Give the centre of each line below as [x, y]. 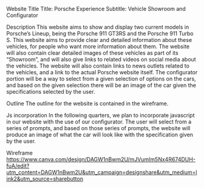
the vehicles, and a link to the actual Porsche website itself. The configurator [102, 72]
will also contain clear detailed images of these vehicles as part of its [93, 53]
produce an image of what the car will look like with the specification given [100, 134]
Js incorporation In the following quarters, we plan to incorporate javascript [100, 115]
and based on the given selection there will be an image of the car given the [101, 85]
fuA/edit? [18, 166]
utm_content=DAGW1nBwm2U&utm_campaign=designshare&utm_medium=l [102, 172]
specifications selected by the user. [51, 92]
